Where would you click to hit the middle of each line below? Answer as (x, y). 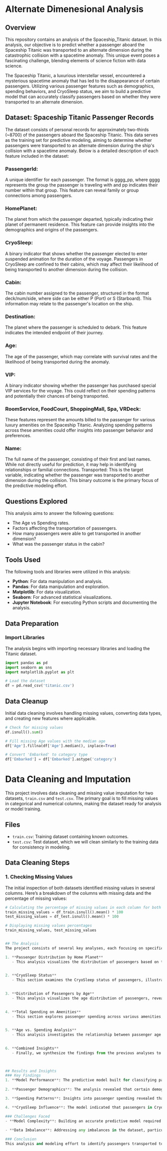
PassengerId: (22, 169)
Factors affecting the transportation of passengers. (65, 528)
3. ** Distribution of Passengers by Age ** (50, 994)
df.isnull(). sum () (24, 732)
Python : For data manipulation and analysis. (57, 581)
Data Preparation (32, 623)
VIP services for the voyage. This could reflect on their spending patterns (80, 390)
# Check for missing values (34, 727)
